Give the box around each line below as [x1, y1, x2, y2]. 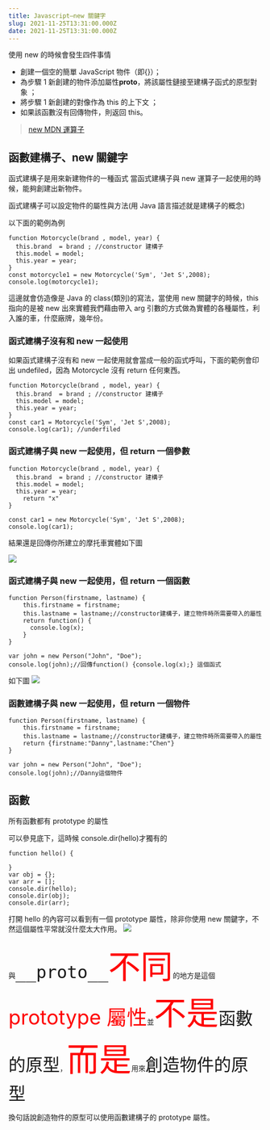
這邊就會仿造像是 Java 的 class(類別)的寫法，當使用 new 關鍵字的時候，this [8, 293, 260, 303]
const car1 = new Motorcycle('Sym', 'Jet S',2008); [8, 515, 185, 523]
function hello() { [8, 850, 74, 858]
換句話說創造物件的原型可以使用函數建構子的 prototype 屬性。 [8, 1112, 215, 1123]
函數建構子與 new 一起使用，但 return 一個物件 [8, 698, 191, 709]
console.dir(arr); [8, 899, 70, 907]
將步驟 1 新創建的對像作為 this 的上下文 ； [19, 98, 159, 107]
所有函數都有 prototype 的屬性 [8, 817, 109, 826]
